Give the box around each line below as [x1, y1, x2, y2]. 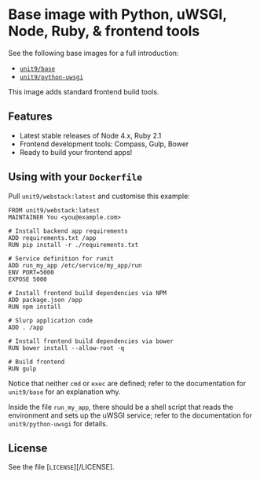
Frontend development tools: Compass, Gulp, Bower [19, 139, 189, 149]
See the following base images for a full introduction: [8, 48, 179, 57]
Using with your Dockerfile [8, 171, 143, 184]
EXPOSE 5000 [8, 275, 47, 283]
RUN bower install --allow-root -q [8, 344, 125, 352]
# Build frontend [8, 358, 65, 366]
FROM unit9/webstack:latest [8, 206, 101, 214]
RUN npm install [8, 303, 61, 311]
